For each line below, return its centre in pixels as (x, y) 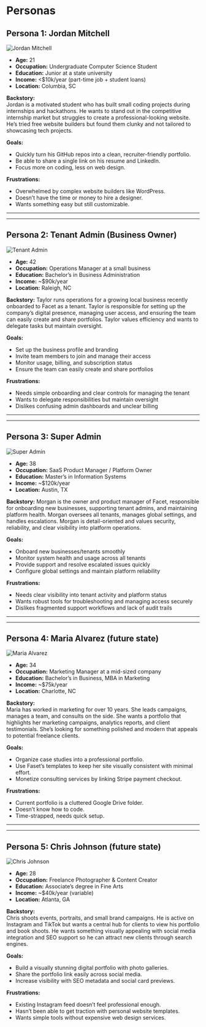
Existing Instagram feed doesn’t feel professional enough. (88, 1005)
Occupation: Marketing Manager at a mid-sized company (88, 672)
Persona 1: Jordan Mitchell (58, 33)
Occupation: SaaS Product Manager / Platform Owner (83, 470)
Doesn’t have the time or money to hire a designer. (79, 198)
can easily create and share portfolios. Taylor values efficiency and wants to (102, 319)
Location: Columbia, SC (46, 86)
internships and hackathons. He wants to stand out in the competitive (94, 111)
